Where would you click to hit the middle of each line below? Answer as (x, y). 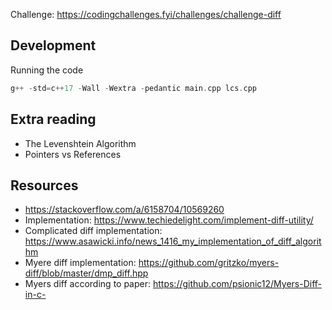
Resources (44, 185)
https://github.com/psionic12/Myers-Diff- (237, 284)
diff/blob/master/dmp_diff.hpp (86, 273)
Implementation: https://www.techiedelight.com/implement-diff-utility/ (169, 220)
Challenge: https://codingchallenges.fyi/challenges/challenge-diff (146, 14)
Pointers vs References (73, 154)
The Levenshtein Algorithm (80, 143)
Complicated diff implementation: (93, 231)
